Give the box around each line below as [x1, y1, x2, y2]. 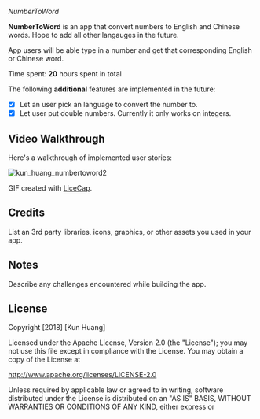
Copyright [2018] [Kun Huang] [8, 323, 106, 332]
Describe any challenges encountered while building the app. [8, 279, 207, 288]
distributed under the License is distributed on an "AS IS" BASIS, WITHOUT [8, 394, 251, 403]
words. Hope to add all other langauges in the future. [8, 31, 179, 39]
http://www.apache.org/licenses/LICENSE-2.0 [8, 370, 157, 380]
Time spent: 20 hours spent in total [8, 69, 122, 78]
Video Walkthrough [8, 132, 105, 145]
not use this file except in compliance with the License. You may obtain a [8, 347, 244, 356]
